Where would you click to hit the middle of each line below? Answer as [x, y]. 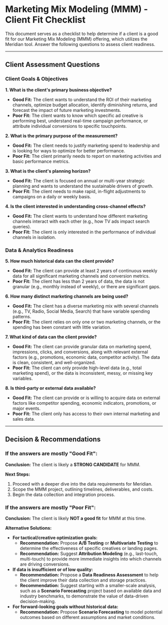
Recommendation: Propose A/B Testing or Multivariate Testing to [89, 543]
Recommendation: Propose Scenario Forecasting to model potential [91, 612]
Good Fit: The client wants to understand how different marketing [80, 216]
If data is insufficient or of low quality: [53, 569]
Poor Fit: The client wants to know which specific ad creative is [78, 115]
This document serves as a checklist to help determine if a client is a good [82, 33]
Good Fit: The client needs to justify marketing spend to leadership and [86, 145]
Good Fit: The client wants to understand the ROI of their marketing [82, 99]
